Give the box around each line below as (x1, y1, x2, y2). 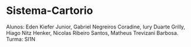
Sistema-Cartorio (6, 4, 93, 17)
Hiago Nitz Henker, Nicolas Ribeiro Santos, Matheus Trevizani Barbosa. (6, 29, 179, 36)
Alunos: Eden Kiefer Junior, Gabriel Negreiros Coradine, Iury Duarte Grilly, (6, 23, 186, 30)
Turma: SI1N (6, 35, 35, 42)
